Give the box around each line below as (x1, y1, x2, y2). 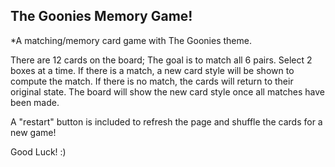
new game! (10, 126, 57, 138)
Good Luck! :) (10, 145, 67, 158)
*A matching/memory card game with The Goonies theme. (10, 34, 252, 46)
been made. (10, 96, 60, 108)
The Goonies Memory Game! (10, 8, 193, 25)
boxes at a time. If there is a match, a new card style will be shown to (10, 64, 295, 76)
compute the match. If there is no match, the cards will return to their (10, 75, 294, 87)
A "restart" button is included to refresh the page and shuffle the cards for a (10, 115, 323, 128)
